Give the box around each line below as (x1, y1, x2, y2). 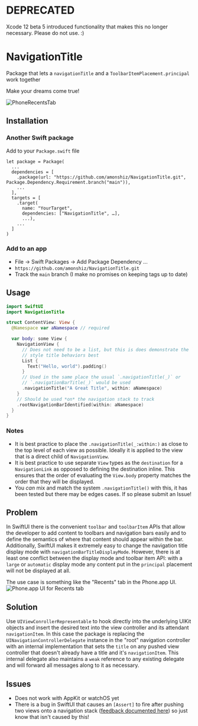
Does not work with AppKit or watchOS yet (14, 695, 119, 702)
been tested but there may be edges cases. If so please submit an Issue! (14, 490, 192, 497)
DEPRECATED (6, 4, 75, 17)
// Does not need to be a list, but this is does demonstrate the (21, 346, 189, 352)
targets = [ (11, 195, 41, 201)
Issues (6, 679, 31, 689)
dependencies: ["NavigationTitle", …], (21, 210, 120, 216)
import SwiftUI (6, 303, 44, 309)
